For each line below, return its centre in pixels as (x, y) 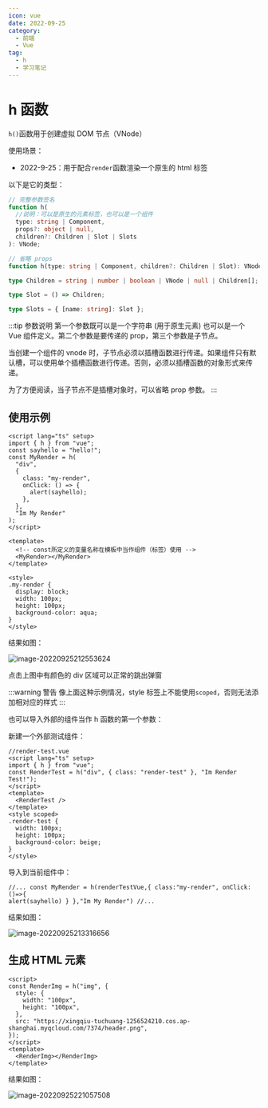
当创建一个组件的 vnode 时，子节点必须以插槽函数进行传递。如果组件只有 (129, 353)
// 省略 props (31, 258)
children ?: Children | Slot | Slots (76, 237)
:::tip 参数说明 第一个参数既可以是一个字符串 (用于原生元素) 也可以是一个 (127, 326)
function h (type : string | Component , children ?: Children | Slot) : (124, 266)
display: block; (42, 592)
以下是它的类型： (36, 184)
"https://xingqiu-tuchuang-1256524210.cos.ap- (112, 1021)
